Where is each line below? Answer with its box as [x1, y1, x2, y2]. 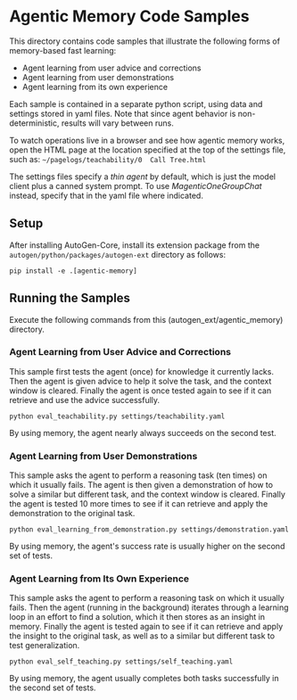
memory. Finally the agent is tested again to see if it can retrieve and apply [9, 622, 284, 632]
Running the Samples [9, 291, 131, 306]
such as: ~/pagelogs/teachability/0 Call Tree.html [9, 153, 207, 164]
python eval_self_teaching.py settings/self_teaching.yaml [9, 657, 234, 666]
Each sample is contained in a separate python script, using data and [9, 98, 263, 109]
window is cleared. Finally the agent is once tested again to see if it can [9, 385, 272, 396]
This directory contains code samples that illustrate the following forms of [9, 36, 281, 46]
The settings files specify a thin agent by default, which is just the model [9, 171, 276, 182]
